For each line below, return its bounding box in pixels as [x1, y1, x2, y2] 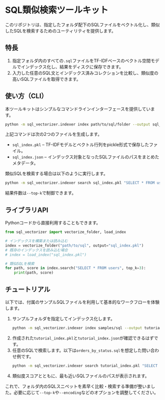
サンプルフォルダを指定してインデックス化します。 [12, 315, 115, 321]
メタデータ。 [12, 160, 38, 166]
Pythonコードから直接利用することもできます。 [5, 220, 101, 226]
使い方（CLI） [5, 92, 48, 100]
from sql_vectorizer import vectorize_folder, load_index [5, 230, 126, 235]
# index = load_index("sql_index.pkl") [5, 252, 87, 257]
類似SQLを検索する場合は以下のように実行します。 [5, 171, 108, 177]
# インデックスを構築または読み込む [5, 239, 68, 244]
